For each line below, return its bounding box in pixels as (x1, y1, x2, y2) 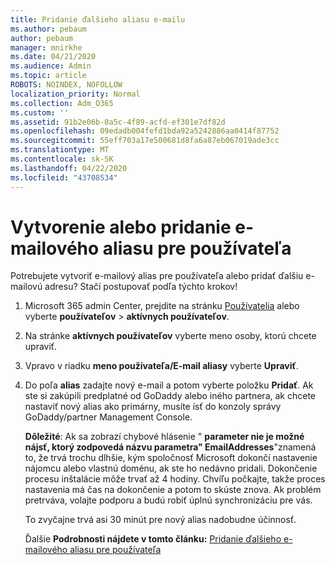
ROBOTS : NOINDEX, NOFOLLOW (10, 80, 123, 90)
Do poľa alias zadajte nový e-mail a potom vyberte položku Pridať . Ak (24, 379, 314, 391)
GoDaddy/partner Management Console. (24, 411, 193, 423)
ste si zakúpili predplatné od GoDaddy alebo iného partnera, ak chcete (24, 390, 316, 402)
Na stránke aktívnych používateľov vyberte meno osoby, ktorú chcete (24, 330, 317, 342)
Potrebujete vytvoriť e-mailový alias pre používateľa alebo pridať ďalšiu (10, 270, 304, 282)
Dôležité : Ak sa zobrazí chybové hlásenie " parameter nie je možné (24, 431, 305, 443)
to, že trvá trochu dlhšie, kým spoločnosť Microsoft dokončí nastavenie (24, 452, 318, 464)
